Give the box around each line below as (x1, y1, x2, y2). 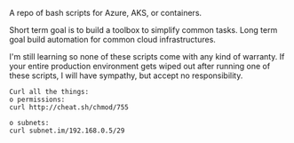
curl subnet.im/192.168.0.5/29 (9, 126, 125, 135)
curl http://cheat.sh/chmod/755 (9, 103, 129, 112)
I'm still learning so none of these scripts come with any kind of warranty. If (9, 52, 285, 61)
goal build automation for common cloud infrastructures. (9, 35, 216, 44)
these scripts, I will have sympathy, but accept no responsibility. (9, 70, 243, 81)
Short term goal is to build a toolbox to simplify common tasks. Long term (9, 25, 278, 35)
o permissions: (9, 95, 66, 104)
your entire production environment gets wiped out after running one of (9, 61, 271, 71)
